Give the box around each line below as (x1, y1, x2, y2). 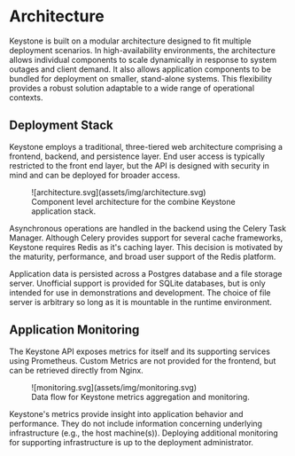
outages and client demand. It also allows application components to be (9, 64, 272, 75)
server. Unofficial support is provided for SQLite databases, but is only (9, 278, 266, 288)
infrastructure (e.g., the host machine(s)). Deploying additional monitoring (9, 428, 279, 438)
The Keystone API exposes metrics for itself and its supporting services (9, 346, 270, 357)
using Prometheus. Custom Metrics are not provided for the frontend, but (9, 355, 276, 366)
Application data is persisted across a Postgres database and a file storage (9, 268, 283, 279)
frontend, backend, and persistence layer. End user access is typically (9, 151, 266, 161)
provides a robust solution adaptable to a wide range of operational (9, 83, 255, 93)
